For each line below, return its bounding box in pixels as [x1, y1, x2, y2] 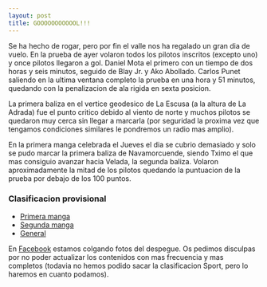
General [19, 228, 46, 238]
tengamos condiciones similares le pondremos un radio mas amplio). [8, 124, 234, 134]
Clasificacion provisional [8, 193, 107, 204]
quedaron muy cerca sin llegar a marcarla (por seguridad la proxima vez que [8, 116, 260, 125]
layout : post [8, 11, 52, 20]
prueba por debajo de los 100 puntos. [8, 173, 132, 183]
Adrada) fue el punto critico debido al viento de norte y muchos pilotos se [8, 107, 251, 116]
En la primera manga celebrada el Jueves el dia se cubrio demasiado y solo [8, 140, 257, 149]
